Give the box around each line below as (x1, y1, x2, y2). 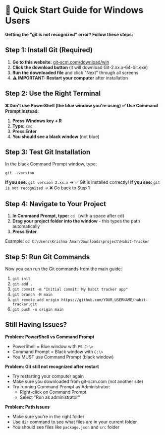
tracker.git (12, 302, 37, 307)
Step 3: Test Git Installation (5, 147, 91, 156)
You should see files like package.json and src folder (12, 424, 120, 430)
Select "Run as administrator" (19, 394, 80, 400)
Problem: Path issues (5, 404, 50, 410)
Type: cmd (12, 123, 33, 129)
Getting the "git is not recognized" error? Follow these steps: (5, 31, 133, 37)
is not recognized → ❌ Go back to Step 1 (5, 185, 90, 191)
